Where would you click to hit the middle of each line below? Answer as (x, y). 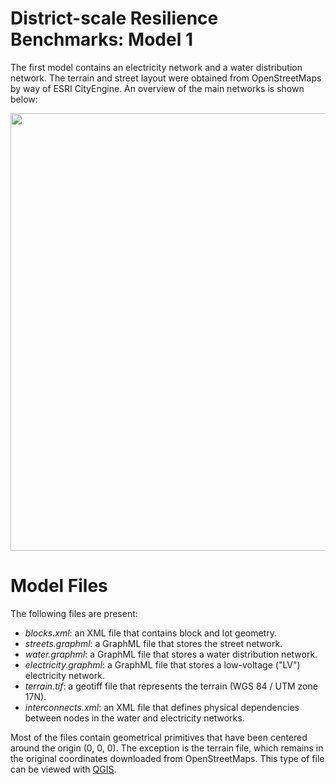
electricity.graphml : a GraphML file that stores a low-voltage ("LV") (162, 664)
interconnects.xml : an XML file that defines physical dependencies (162, 707)
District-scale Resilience (114, 18)
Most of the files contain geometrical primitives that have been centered (159, 737)
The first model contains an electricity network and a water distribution (156, 67)
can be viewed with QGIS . (63, 769)
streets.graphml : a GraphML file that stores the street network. (153, 643)
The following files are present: (74, 613)
